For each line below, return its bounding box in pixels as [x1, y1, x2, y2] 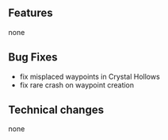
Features [8, 6, 53, 20]
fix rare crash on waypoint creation [19, 80, 135, 90]
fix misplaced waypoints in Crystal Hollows [19, 72, 160, 81]
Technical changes [8, 103, 105, 117]
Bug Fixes [8, 51, 58, 64]
